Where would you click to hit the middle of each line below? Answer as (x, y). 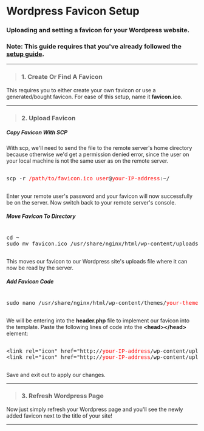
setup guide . (25, 54)
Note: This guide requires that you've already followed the (94, 47)
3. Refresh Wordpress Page (63, 396)
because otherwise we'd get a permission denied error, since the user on (98, 154)
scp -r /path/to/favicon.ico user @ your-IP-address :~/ (88, 178)
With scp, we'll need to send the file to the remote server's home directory (99, 148)
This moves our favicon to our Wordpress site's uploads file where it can (97, 261)
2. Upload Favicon (48, 118)
